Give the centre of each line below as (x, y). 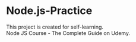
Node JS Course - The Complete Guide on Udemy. (68, 33)
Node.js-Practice (49, 11)
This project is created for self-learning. (55, 27)
